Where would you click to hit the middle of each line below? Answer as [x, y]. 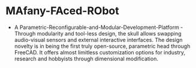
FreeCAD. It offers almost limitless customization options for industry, [100, 52]
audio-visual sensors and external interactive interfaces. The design [98, 40]
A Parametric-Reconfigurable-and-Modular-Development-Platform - [99, 27]
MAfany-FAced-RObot [62, 11]
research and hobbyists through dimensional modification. [86, 59]
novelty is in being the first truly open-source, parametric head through [102, 46]
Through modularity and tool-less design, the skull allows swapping [98, 33]
